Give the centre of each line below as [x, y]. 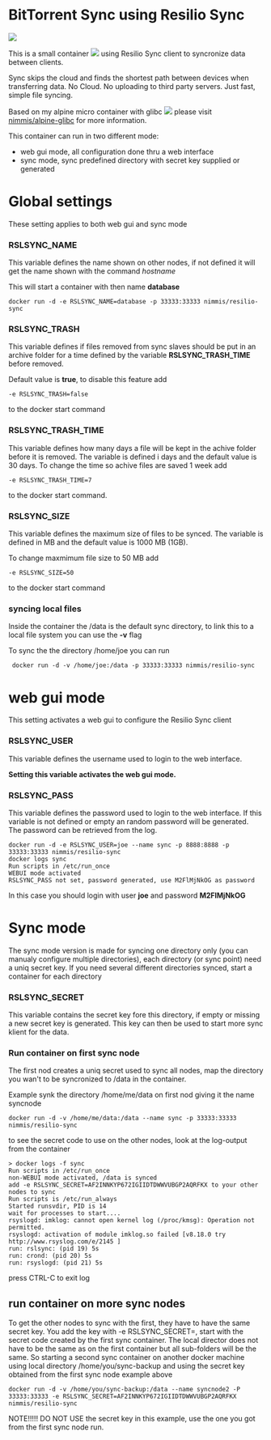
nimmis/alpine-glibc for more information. [78, 120]
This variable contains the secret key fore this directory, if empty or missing [134, 1015]
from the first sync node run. [56, 1427]
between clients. [36, 62]
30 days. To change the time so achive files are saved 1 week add [118, 465]
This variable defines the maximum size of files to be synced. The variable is [136, 534]
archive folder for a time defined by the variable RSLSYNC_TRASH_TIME [129, 355]
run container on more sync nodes [97, 1304]
